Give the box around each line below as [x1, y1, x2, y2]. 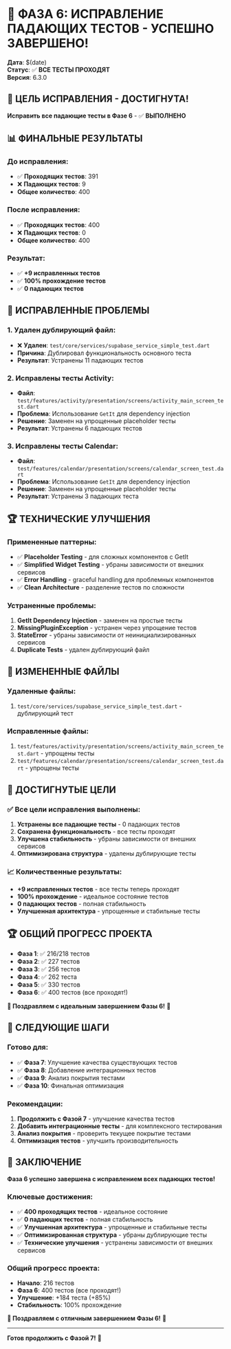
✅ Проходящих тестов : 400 [16, 220, 100, 229]
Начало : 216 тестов [16, 1279, 74, 1287]
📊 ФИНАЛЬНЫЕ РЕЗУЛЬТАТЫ [7, 133, 143, 144]
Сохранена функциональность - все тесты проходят [16, 827, 175, 835]
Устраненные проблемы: [7, 601, 96, 610]
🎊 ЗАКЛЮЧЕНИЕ [7, 1156, 82, 1168]
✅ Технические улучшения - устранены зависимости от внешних [16, 1238, 213, 1247]
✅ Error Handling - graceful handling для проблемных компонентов [16, 576, 214, 583]
